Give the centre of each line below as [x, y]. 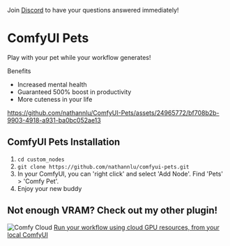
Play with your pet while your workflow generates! [79, 57]
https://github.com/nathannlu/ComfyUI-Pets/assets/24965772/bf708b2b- [113, 113]
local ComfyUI [28, 235]
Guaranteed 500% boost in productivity [74, 92]
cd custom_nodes [41, 160]
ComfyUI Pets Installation [64, 142]
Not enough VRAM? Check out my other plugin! [113, 211]
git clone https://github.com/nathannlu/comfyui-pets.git [103, 167]
